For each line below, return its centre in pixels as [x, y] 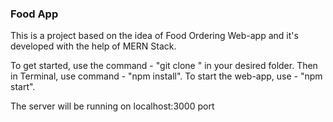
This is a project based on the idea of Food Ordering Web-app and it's [154, 36]
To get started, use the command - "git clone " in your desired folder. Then [164, 66]
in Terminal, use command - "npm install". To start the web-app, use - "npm [166, 76]
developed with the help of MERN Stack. [93, 46]
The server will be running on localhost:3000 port [112, 106]
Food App [34, 14]
